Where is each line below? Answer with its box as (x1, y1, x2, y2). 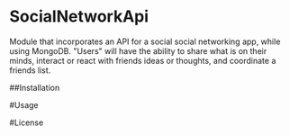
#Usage (9, 99, 39, 110)
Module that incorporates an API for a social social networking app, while (9, 36, 281, 47)
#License (9, 117, 44, 128)
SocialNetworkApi (9, 6, 150, 27)
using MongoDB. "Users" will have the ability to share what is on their (9, 45, 267, 56)
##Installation (9, 82, 60, 93)
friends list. (9, 65, 51, 76)
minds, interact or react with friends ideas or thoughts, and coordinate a (9, 55, 276, 66)
